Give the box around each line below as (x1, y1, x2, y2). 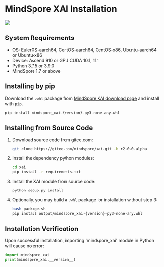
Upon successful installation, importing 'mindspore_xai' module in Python (5, 238, 154, 244)
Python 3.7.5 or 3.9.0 (12, 63, 55, 69)
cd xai (12, 165, 26, 170)
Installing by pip (5, 82, 55, 91)
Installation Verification (5, 225, 79, 233)
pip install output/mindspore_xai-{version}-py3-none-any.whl (12, 211, 143, 216)
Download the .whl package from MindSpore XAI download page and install (5, 95, 159, 101)
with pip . (5, 100, 23, 107)
